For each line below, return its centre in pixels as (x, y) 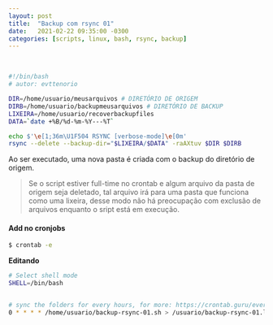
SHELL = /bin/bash (36, 284)
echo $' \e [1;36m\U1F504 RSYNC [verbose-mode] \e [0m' (97, 136)
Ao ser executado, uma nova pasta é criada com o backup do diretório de (132, 159)
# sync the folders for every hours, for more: (91, 305)
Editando (24, 261)
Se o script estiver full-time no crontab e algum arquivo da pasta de (141, 184)
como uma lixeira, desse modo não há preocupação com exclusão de (145, 201)
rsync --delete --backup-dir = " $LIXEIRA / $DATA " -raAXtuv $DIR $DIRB (125, 144)
